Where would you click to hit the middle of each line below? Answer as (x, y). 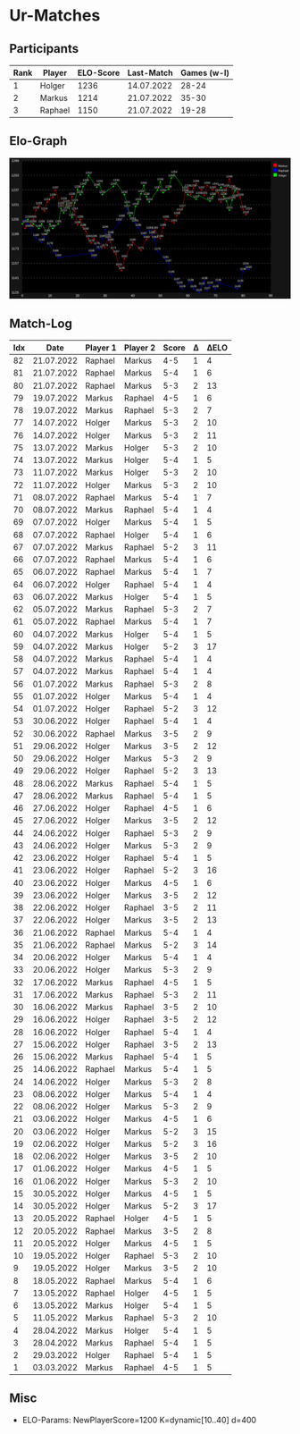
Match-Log (41, 323)
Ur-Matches (55, 16)
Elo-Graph (38, 141)
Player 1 (101, 347)
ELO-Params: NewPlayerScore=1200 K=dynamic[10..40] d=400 (139, 1420)
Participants (44, 49)
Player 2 (140, 347)
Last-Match (150, 72)
